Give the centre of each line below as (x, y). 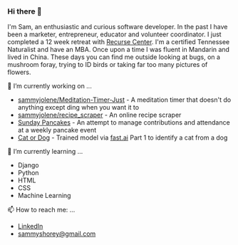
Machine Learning (44, 196)
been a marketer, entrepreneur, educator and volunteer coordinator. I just (115, 34)
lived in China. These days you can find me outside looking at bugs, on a (114, 57)
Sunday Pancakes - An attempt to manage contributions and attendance (124, 123)
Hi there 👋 (25, 11)
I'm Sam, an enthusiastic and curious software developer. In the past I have (118, 27)
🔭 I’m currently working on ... (50, 86)
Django (28, 165)
